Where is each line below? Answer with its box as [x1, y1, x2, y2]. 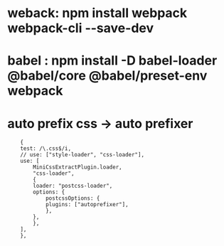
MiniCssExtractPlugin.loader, [33, 164, 122, 171]
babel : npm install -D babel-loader [7, 53, 218, 69]
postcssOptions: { [45, 195, 100, 202]
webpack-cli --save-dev [7, 20, 154, 36]
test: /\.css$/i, [20, 145, 72, 152]
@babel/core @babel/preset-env [7, 68, 208, 84]
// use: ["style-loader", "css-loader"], [20, 151, 144, 159]
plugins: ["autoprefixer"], [45, 201, 129, 208]
